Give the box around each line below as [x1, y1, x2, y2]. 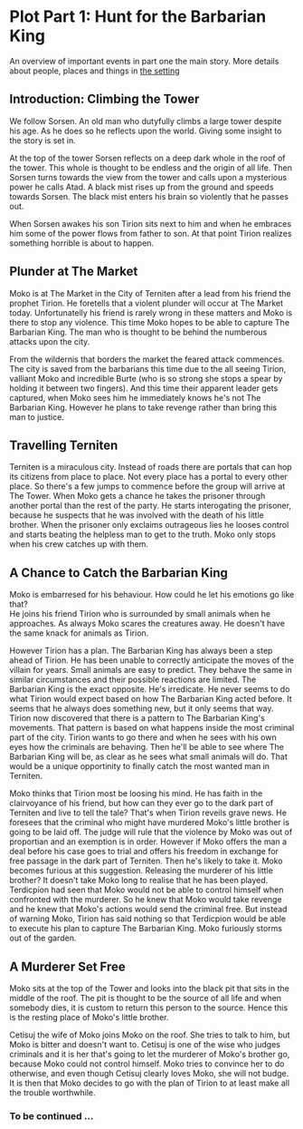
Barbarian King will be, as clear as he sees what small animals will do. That [9, 751, 288, 763]
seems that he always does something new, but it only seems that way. [9, 703, 274, 714]
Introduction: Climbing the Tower [9, 92, 200, 107]
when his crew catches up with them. [9, 539, 149, 550]
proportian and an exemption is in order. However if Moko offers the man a [9, 836, 288, 847]
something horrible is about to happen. [9, 238, 155, 248]
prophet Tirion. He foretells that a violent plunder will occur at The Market [9, 297, 283, 308]
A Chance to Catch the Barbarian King [9, 565, 229, 580]
